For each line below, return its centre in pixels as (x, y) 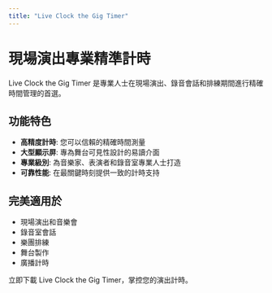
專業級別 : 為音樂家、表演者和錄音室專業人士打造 (100, 163)
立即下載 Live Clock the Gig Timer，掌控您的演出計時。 (101, 280)
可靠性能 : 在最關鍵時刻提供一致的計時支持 (90, 173)
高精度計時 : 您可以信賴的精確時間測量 (83, 142)
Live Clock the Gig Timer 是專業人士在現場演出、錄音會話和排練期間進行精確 (136, 83)
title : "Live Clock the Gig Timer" (69, 16)
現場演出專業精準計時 (80, 59)
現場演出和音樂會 (49, 222)
